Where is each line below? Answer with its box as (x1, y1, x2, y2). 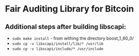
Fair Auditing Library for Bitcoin (5, 3, 134, 14)
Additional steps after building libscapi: (5, 23, 126, 31)
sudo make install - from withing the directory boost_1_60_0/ (12, 35, 134, 41)
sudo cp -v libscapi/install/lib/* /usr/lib (12, 42, 104, 46)
